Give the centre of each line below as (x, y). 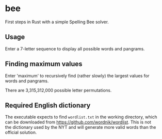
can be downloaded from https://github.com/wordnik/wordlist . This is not (78, 122)
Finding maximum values (44, 64)
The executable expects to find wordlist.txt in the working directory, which (81, 117)
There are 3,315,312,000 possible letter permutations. (58, 90)
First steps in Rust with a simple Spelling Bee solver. (57, 22)
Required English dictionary (48, 105)
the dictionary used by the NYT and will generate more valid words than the (81, 127)
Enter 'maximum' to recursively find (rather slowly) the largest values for (77, 76)
